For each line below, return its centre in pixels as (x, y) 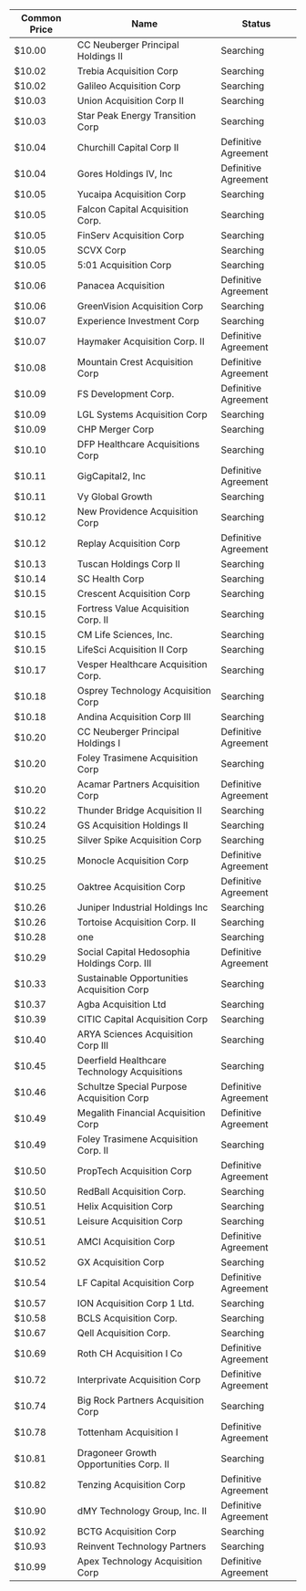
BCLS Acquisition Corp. (127, 1318)
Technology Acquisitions (130, 1072)
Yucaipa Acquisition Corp (132, 194)
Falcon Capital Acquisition (133, 209)
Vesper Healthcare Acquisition (142, 664)
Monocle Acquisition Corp (133, 860)
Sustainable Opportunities (133, 978)
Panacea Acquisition (121, 285)
